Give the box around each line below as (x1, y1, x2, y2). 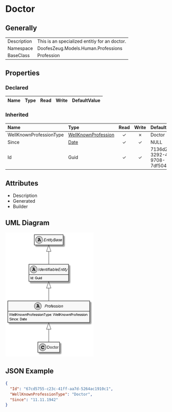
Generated (12, 198, 36, 204)
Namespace (7, 45, 33, 51)
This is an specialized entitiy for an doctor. (37, 38, 126, 44)
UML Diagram (5, 218, 50, 227)
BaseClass (7, 52, 30, 59)
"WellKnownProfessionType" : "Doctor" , (10, 391, 93, 397)
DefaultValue (72, 97, 101, 103)
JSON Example (5, 366, 54, 375)
